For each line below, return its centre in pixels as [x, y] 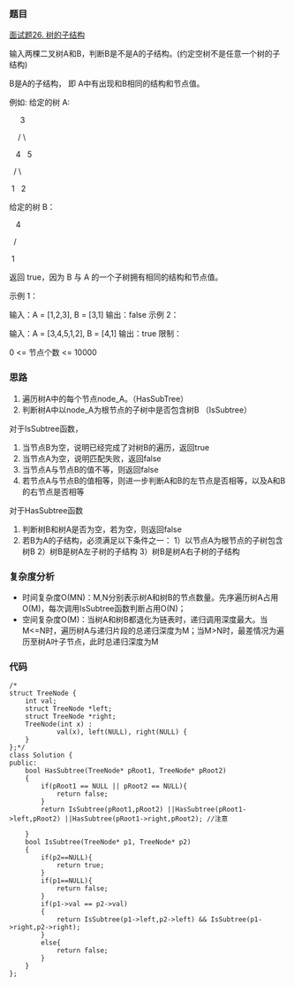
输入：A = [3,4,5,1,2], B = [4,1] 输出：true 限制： [96, 334]
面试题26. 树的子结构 [47, 35]
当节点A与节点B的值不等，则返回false [90, 469]
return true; [80, 866]
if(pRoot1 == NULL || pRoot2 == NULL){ [114, 786]
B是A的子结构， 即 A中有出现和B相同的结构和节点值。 [107, 84]
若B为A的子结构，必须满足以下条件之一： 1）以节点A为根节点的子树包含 [152, 540]
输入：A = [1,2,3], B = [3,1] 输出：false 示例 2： [94, 315]
